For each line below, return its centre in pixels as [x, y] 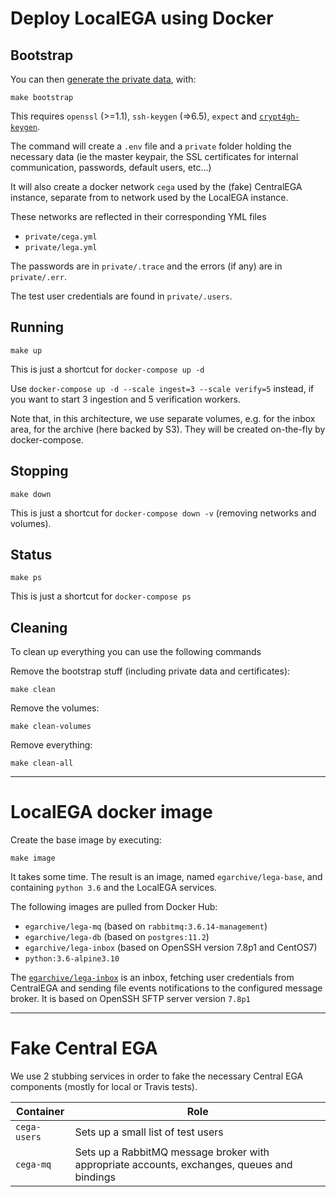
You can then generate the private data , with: [103, 79]
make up [26, 350]
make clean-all [42, 763]
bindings [95, 1177]
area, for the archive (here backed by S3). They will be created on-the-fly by [168, 429]
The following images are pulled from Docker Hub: [114, 907]
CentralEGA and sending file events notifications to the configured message [166, 988]
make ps [26, 578]
